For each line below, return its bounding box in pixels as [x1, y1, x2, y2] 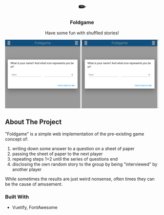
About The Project [5, 118, 62, 126]
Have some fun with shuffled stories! [45, 30, 119, 36]
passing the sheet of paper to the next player [12, 151, 103, 157]
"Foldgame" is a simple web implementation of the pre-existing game [5, 131, 144, 137]
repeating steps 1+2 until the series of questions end [12, 156, 118, 162]
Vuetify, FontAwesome [12, 205, 58, 211]
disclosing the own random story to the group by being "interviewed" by [12, 161, 158, 167]
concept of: [5, 136, 28, 142]
